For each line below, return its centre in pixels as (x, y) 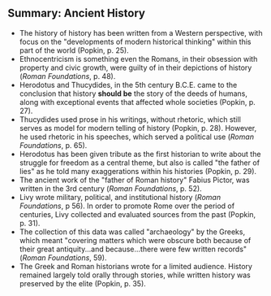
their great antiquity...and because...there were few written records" (133, 249)
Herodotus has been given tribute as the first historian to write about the (140, 154)
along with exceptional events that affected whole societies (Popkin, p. (138, 102)
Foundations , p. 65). (53, 145)
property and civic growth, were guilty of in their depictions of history (135, 67)
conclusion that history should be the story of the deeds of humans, (133, 94)
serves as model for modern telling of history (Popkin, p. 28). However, (138, 128)
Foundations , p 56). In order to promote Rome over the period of (127, 206)
